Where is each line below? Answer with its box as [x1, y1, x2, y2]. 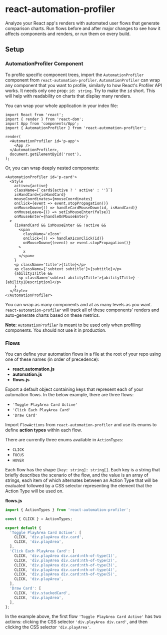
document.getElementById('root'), [9, 152, 81, 157]
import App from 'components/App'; [5, 121, 79, 126]
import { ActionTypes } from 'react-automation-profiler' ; [5, 507, 131, 512]
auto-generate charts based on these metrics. [5, 312, 100, 318]
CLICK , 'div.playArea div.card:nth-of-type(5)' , [14, 572, 117, 577]
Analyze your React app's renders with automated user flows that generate [5, 20, 160, 26]
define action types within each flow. [5, 427, 82, 433]
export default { [5, 525, 41, 530]
